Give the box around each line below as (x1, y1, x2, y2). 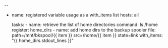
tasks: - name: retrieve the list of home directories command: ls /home (11, 21, 158, 27)
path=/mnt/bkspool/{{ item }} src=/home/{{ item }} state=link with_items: (11, 32, 163, 38)
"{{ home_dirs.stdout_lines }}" (11, 37, 74, 43)
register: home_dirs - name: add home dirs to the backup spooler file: (11, 27, 156, 32)
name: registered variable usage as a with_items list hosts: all (11, 12, 139, 17)
